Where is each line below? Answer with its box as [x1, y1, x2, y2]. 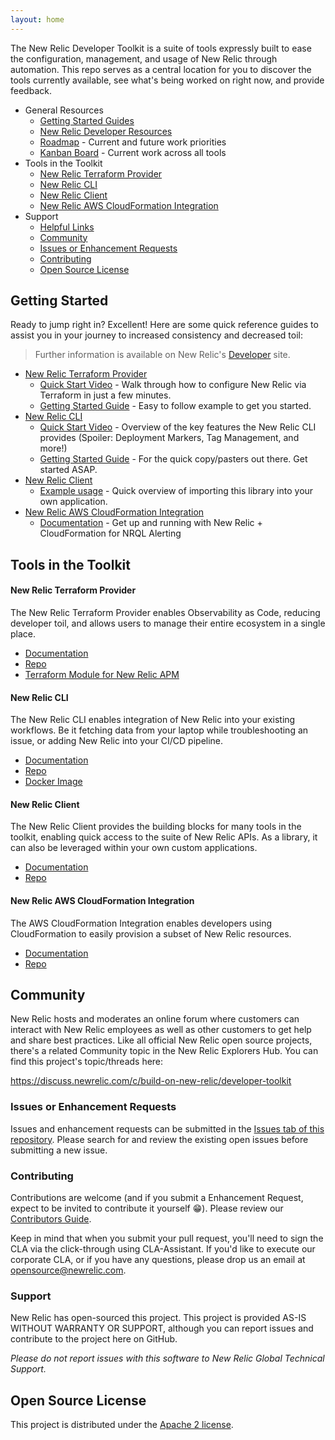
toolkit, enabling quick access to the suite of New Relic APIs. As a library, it [10, 831, 318, 843]
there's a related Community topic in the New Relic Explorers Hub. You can [10, 1045, 319, 1057]
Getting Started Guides [39, 114, 135, 126]
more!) [39, 442, 68, 455]
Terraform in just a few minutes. [39, 389, 172, 401]
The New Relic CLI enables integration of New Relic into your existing [10, 714, 296, 726]
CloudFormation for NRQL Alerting [39, 527, 182, 540]
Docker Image [24, 776, 83, 788]
